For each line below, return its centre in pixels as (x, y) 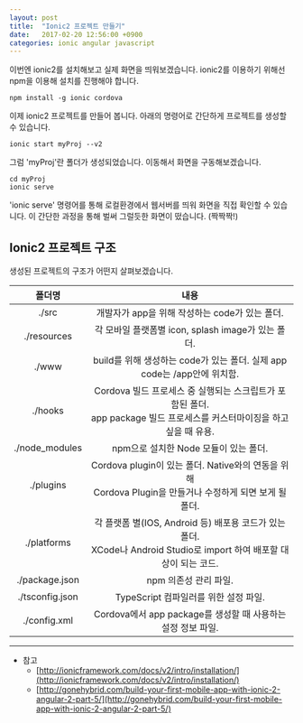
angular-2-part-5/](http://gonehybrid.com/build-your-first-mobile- (159, 700)
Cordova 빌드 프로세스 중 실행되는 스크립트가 (185, 391)
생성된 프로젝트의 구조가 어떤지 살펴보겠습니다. (92, 271)
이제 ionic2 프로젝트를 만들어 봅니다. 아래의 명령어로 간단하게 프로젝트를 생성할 (148, 116)
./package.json (48, 580)
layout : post (34, 18)
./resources (48, 337)
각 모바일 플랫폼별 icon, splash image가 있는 (184, 330)
